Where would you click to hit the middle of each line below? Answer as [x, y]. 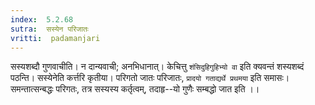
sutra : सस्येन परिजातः [49, 29]
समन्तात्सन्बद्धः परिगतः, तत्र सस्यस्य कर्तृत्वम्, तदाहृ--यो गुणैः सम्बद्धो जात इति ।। [135, 89]
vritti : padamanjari [55, 38]
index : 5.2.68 [42, 19]
